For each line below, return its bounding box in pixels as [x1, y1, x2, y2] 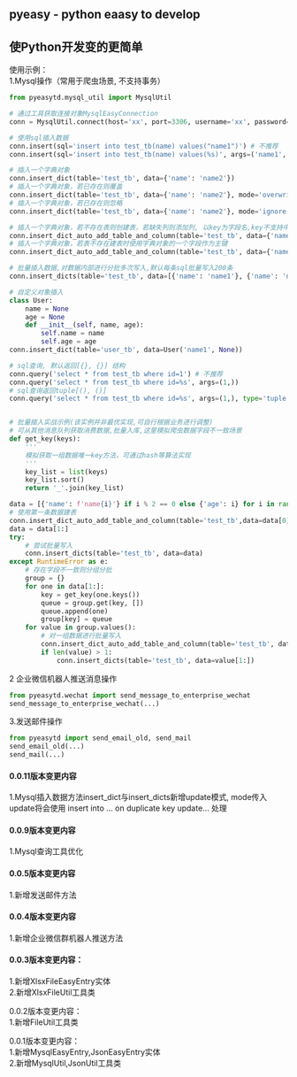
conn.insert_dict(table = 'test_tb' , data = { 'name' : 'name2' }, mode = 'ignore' [9, 207, 291, 216]
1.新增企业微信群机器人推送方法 [9, 933, 124, 943]
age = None [25, 312, 65, 321]
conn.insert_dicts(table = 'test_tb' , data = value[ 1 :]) [56, 656, 255, 665]
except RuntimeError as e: [9, 558, 109, 566]
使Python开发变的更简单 [9, 39, 143, 54]
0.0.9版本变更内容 [9, 825, 76, 835]
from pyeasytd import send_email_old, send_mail [9, 734, 192, 742]
